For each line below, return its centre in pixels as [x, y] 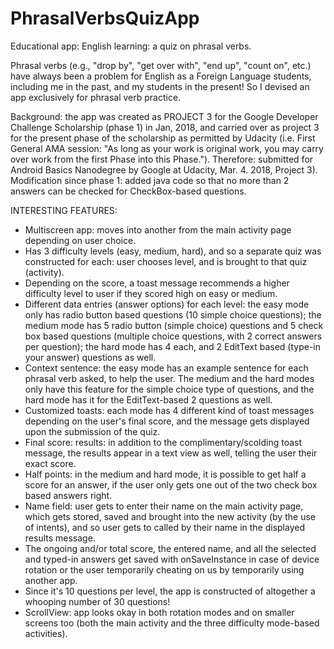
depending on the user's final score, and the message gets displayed [167, 421]
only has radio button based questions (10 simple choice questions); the [173, 314]
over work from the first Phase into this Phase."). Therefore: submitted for [162, 159]
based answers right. [68, 495]
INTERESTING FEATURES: [64, 210]
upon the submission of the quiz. [92, 431]
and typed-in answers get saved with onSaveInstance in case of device [172, 559]
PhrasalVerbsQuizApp [105, 18]
